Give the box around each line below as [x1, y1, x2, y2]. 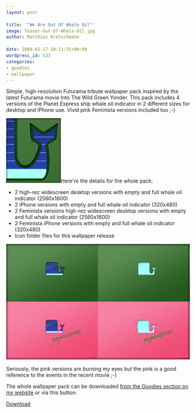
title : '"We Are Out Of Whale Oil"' [6, 22, 95, 27]
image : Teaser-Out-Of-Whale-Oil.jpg [6, 28, 95, 34]
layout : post [6, 9, 38, 15]
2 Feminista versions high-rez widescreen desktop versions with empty [14, 208, 187, 215]
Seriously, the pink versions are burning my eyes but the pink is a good [6, 365, 177, 372]
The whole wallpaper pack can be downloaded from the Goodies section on [6, 383, 188, 390]
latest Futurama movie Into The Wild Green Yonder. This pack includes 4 [6, 94, 180, 101]
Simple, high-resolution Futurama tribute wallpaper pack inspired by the [6, 88, 179, 95]
